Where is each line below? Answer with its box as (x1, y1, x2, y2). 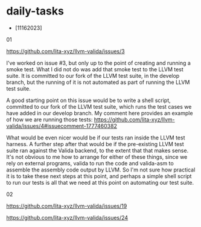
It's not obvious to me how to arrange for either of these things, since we (6, 153, 188, 161)
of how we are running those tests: (6, 116, 93, 123)
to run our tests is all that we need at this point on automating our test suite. (6, 179, 194, 186)
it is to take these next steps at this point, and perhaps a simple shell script (6, 172, 192, 179)
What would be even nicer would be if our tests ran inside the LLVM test (6, 134, 185, 141)
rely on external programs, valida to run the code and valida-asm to (6, 159, 174, 167)
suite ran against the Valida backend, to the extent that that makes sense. (6, 147, 189, 154)
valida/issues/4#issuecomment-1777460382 (6, 122, 118, 129)
